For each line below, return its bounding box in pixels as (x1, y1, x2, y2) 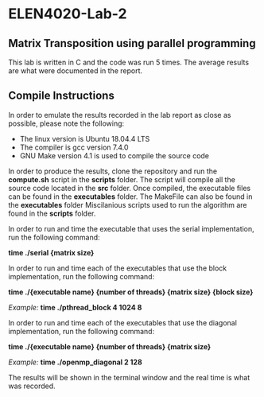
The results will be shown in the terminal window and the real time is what (8, 372, 250, 382)
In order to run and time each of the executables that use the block (8, 263, 227, 273)
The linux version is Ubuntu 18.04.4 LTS (19, 134, 150, 143)
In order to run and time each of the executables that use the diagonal (8, 317, 237, 327)
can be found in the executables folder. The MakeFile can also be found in (8, 192, 253, 201)
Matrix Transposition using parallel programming (8, 37, 256, 50)
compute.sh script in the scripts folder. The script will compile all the (8, 174, 236, 184)
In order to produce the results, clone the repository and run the (8, 166, 217, 176)
